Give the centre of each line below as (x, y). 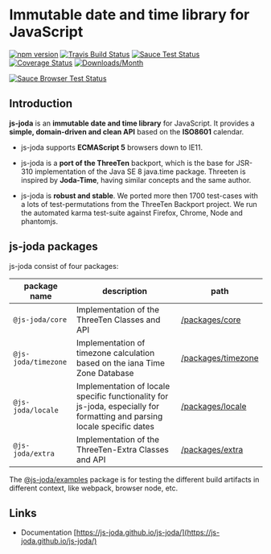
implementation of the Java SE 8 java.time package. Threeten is (140, 172)
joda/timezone (40, 362)
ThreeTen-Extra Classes (123, 449)
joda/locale (36, 410)
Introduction (41, 103)
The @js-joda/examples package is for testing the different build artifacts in (134, 479)
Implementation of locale (123, 386)
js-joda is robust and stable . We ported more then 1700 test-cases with (139, 196)
